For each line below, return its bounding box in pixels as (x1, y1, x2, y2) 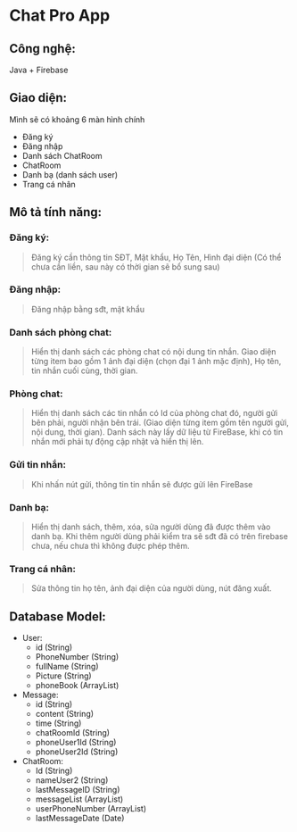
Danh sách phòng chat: (9, 326, 112, 338)
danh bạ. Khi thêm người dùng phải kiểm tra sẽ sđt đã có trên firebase (30, 530, 288, 541)
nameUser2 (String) (35, 775, 109, 786)
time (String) (35, 718, 82, 728)
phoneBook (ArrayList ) (35, 680, 120, 691)
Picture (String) (35, 670, 92, 681)
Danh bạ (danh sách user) (21, 169, 119, 179)
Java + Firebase (9, 64, 69, 75)
